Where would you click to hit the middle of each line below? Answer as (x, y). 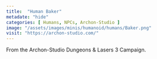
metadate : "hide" (27, 17)
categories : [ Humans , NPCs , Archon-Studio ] (63, 22)
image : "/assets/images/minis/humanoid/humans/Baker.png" (79, 28)
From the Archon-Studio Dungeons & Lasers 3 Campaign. (76, 50)
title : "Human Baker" (34, 11)
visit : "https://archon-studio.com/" (53, 33)
